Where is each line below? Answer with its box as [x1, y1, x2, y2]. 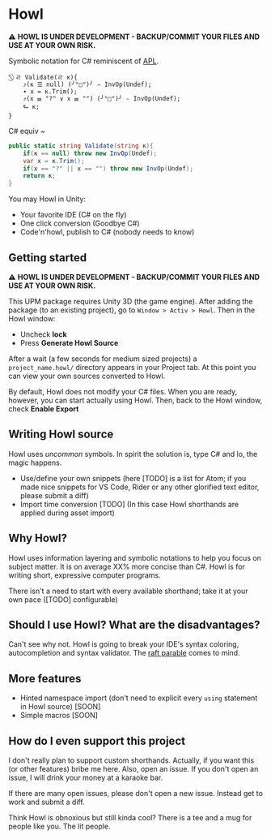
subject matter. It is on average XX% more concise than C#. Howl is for [8, 561, 245, 571]
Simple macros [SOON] [19, 711, 99, 721]
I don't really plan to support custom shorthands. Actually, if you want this [8, 755, 255, 765]
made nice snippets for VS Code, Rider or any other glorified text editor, [19, 482, 260, 492]
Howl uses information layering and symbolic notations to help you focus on [8, 553, 261, 562]
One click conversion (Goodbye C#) [19, 218, 140, 228]
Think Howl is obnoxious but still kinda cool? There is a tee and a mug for [8, 813, 252, 823]
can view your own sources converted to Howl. [8, 371, 166, 381]
